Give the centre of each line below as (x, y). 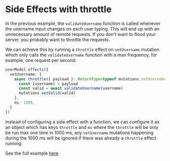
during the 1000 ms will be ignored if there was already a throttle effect (81, 138)
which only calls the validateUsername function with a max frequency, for (81, 55)
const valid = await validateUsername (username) (71, 88)
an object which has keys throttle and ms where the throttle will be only (82, 127)
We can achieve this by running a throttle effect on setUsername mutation (82, 49)
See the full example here (32, 153)
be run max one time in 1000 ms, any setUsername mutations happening (79, 133)
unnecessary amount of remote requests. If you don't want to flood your (80, 34)
